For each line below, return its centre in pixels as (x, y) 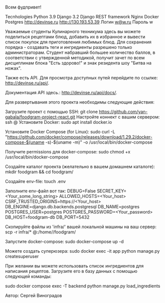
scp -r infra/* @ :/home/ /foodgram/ (41, 232)
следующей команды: (28, 276)
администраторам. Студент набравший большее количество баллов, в (80, 52)
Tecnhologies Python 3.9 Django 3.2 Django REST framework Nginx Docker (82, 17)
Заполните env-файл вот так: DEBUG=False (51, 191)
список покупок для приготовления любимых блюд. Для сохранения (78, 42)
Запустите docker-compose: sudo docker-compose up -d (64, 242)
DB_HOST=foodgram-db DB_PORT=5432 (47, 217)
